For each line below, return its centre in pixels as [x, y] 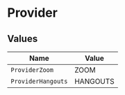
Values [23, 39]
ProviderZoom [32, 70]
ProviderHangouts [39, 81]
